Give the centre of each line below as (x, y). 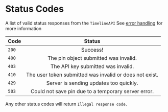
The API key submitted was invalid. (92, 66)
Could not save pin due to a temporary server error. (92, 91)
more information (23, 28)
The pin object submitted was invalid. (92, 58)
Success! (92, 50)
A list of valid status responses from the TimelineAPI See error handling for (84, 23)
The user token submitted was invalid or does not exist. (92, 75)
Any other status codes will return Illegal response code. (67, 104)
